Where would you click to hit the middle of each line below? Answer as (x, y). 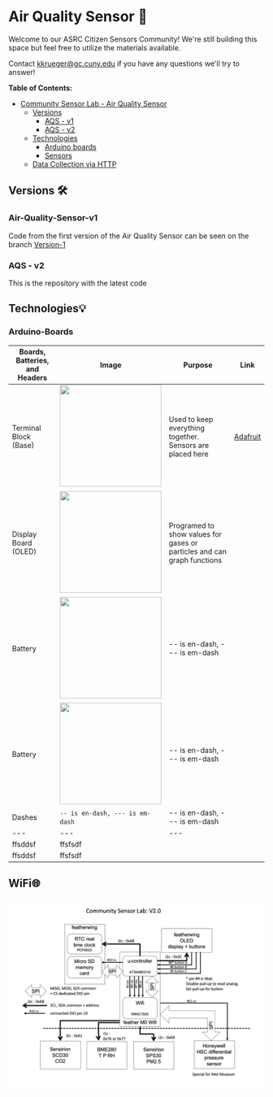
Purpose (198, 364)
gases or (183, 542)
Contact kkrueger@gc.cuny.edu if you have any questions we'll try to (124, 63)
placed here (188, 454)
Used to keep (191, 420)
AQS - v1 (59, 120)
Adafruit (248, 437)
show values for (195, 534)
